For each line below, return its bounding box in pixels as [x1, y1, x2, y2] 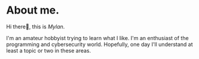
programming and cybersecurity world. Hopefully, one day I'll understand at [6, 41, 193, 48]
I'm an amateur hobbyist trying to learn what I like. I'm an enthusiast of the [6, 34, 189, 41]
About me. [6, 4, 60, 17]
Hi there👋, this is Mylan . [6, 23, 65, 30]
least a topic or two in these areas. [6, 47, 91, 54]
